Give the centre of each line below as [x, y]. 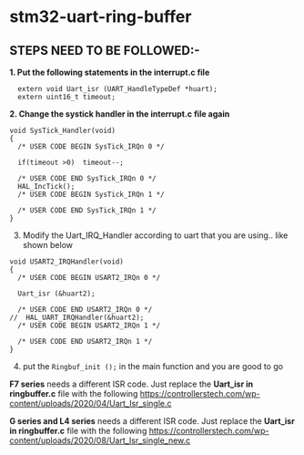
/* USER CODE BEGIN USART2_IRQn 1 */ [89, 326]
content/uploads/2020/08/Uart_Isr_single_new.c [100, 440]
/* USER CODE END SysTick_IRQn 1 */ [87, 211]
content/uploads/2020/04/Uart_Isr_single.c [91, 403]
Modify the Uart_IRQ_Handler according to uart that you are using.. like [155, 235]
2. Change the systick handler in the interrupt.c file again [120, 114]
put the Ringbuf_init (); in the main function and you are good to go [153, 366]
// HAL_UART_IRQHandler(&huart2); [77, 317]
